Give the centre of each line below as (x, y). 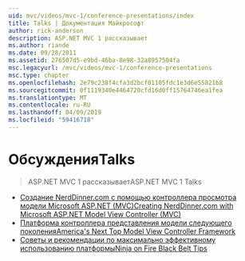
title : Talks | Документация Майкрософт (77, 23)
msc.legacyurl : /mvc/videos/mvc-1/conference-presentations (111, 68)
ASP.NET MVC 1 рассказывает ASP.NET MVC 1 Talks (115, 182)
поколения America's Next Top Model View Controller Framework (128, 231)
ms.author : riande (39, 46)
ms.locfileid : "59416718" (51, 120)
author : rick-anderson (46, 30)
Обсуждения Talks (72, 160)
